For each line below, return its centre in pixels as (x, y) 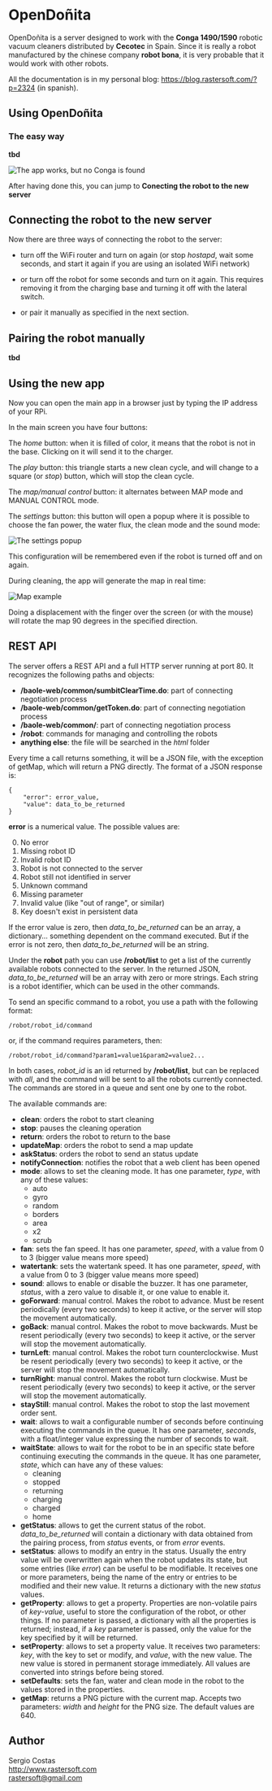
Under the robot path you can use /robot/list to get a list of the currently (130, 960)
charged (46, 1508)
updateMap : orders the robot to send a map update (106, 1145)
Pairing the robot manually (77, 338)
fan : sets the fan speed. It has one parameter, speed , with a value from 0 (142, 1249)
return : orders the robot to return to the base (95, 1137)
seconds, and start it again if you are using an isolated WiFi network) (135, 264)
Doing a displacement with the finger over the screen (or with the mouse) (131, 612)
